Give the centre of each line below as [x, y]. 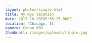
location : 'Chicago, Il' [31, 23]
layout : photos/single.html [34, 10]
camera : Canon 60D [24, 28]
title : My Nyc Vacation [30, 14]
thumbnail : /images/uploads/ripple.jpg [46, 33]
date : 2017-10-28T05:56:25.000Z [38, 19]
